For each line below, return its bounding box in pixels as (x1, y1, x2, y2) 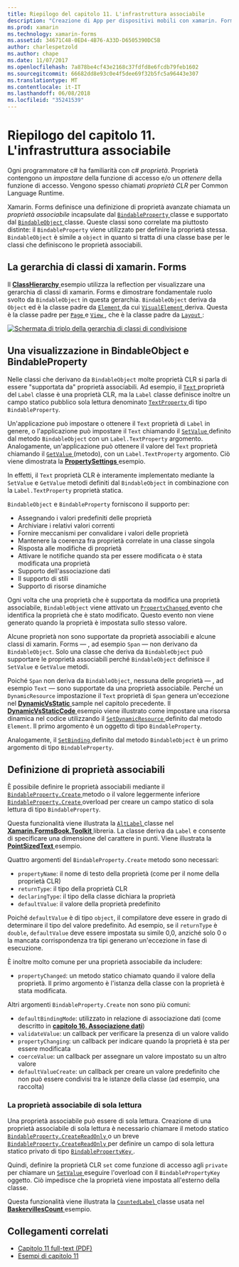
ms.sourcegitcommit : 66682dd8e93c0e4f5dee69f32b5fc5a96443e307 (7, 70, 199, 77)
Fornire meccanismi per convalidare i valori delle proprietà (17, 528, 188, 537)
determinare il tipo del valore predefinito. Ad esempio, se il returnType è (7, 921, 218, 930)
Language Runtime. (7, 188, 65, 197)
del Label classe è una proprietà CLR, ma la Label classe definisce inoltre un (7, 390, 230, 399)
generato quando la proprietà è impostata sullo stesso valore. (7, 618, 187, 627)
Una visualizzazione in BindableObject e (7, 345, 190, 357)
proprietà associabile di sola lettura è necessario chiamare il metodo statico (7, 1124, 229, 1132)
